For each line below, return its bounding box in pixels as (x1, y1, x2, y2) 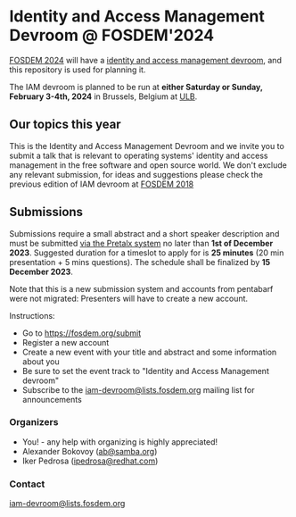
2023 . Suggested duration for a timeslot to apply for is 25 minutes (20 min (9, 247, 284, 258)
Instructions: (9, 310, 55, 321)
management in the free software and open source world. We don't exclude (9, 159, 287, 171)
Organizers (9, 416, 59, 429)
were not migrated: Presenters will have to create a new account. (9, 293, 248, 304)
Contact (9, 478, 45, 490)
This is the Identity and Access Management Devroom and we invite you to (9, 140, 285, 151)
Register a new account (21, 337, 110, 347)
